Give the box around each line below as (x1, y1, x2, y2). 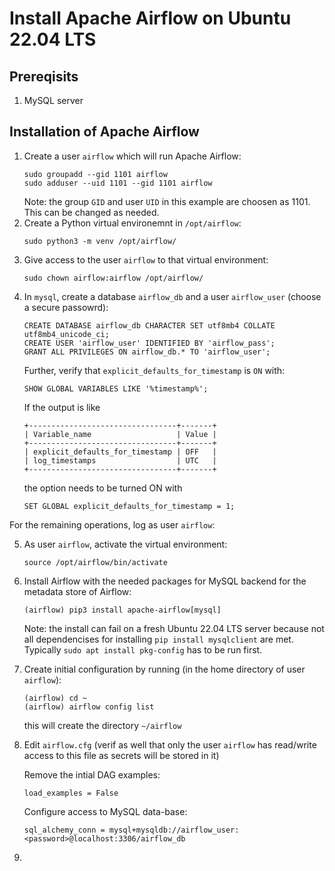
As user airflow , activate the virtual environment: (23, 538, 228, 550)
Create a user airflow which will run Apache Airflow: (23, 150, 242, 162)
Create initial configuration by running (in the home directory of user (23, 663, 306, 675)
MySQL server (23, 95, 84, 106)
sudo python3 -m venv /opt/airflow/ (23, 236, 177, 246)
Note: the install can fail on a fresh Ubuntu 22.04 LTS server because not (23, 622, 325, 634)
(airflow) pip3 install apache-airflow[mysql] (23, 605, 222, 615)
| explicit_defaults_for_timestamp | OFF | (23, 447, 217, 457)
